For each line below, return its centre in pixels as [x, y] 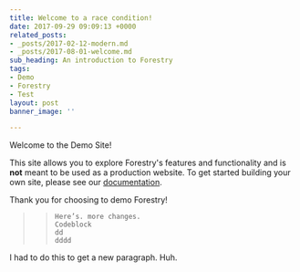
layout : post [34, 103]
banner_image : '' [42, 111]
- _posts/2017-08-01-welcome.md [71, 52]
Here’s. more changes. [98, 217]
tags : [20, 69]
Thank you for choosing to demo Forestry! [89, 200]
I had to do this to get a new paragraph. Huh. [93, 257]
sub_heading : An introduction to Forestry [91, 60]
